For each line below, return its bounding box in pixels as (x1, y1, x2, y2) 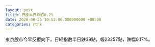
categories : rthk (5, 21, 42, 27)
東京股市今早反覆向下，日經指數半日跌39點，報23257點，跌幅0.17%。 (5, 36, 153, 42)
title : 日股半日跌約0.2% (5, 12, 54, 17)
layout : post (5, 7, 33, 13)
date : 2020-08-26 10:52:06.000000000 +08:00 (5, 17, 101, 22)
